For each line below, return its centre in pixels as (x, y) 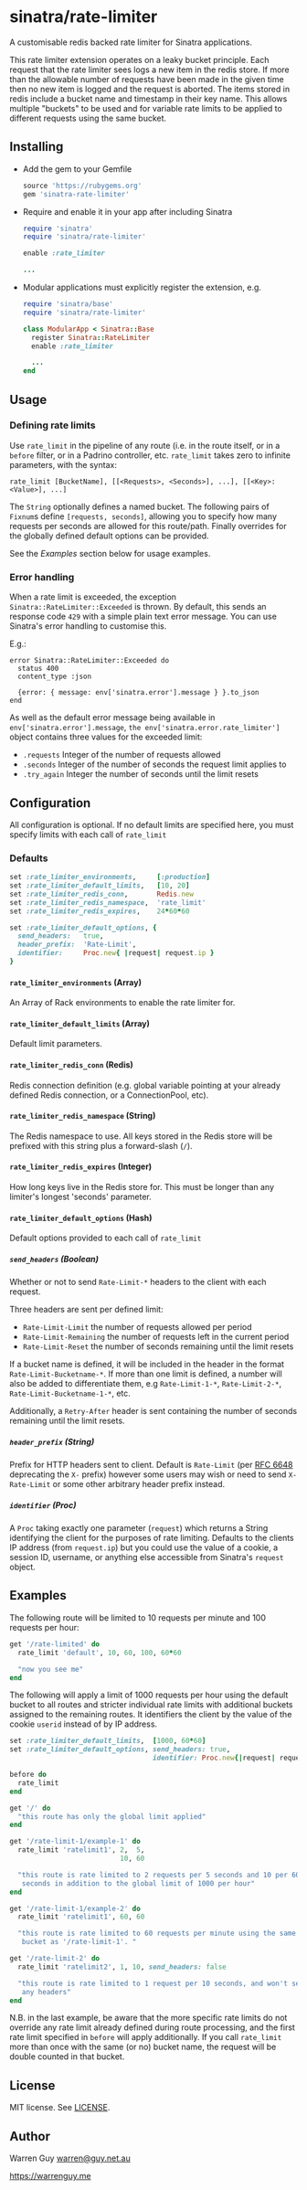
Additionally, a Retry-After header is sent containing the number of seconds (153, 1411)
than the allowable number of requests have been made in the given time (147, 79)
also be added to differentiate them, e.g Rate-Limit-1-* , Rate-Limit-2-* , (145, 1384)
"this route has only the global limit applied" (112, 1816)
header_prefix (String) (52, 1441)
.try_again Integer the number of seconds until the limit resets (140, 774)
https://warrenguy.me (50, 2176)
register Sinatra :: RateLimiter (91, 337)
